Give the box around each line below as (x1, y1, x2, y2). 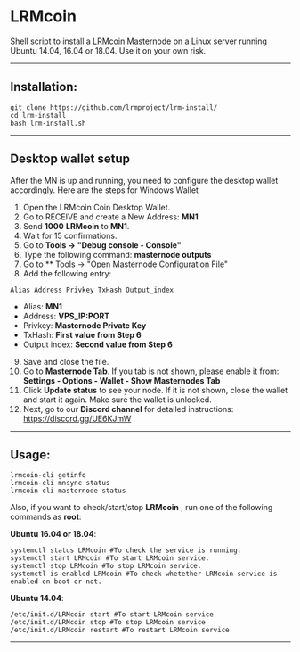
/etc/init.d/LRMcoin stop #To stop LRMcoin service (10, 618, 206, 627)
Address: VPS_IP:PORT (22, 310, 110, 321)
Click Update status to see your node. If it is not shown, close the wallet (22, 384, 288, 395)
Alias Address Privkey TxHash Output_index (10, 285, 174, 294)
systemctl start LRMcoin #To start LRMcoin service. (10, 554, 210, 563)
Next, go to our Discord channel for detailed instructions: (22, 403, 234, 414)
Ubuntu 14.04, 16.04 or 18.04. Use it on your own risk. (10, 45, 207, 55)
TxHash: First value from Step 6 (22, 329, 142, 340)
